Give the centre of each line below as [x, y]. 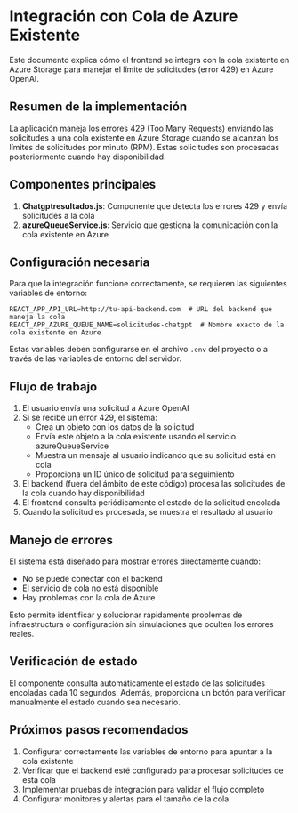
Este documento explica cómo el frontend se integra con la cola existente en [149, 60]
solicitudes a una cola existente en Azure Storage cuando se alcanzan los [144, 137]
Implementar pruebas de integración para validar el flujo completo [143, 789]
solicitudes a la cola [58, 215]
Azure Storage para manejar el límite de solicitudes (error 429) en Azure [141, 69]
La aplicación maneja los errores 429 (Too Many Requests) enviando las [141, 128]
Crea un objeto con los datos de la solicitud [115, 427]
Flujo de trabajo [53, 386]
